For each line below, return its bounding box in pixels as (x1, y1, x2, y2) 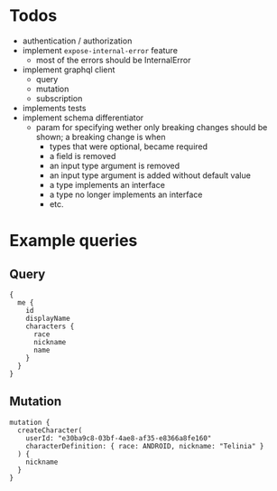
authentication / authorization (22, 35, 133, 46)
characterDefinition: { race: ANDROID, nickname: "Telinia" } (25, 441, 264, 450)
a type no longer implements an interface (49, 189, 203, 200)
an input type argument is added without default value (49, 169, 251, 181)
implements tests (22, 102, 87, 113)
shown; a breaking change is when (35, 131, 166, 142)
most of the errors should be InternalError (35, 54, 191, 65)
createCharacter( (17, 426, 83, 435)
